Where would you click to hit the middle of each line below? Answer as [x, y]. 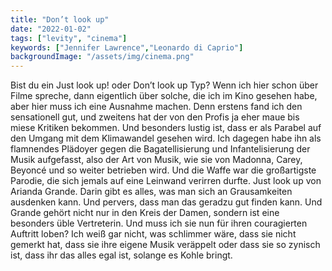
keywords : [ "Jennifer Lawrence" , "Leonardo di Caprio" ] [127, 47]
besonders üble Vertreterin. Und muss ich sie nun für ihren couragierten [159, 223]
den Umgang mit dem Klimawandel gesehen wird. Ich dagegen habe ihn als [166, 138]
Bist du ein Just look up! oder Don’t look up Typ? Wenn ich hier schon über [164, 85]
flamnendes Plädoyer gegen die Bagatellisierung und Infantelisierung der [160, 149]
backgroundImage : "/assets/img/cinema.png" [102, 57]
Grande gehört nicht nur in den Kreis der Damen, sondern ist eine [145, 213]
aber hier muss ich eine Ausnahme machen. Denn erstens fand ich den [156, 107]
